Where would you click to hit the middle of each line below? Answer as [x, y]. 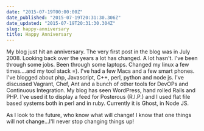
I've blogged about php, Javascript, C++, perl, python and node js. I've [95, 78]
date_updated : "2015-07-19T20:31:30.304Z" [61, 23]
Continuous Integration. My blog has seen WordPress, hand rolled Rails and [101, 90]
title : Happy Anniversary [39, 35]
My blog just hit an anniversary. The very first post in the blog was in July [98, 52]
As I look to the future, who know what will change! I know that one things [99, 115]
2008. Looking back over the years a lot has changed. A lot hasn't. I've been [102, 58]
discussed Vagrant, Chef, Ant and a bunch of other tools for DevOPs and [97, 84]
